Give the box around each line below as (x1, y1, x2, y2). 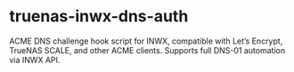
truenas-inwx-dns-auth (9, 6, 189, 27)
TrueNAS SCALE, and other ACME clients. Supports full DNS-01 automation (9, 44, 286, 55)
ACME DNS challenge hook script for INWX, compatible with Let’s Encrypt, (9, 36, 283, 46)
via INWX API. (9, 54, 61, 65)
